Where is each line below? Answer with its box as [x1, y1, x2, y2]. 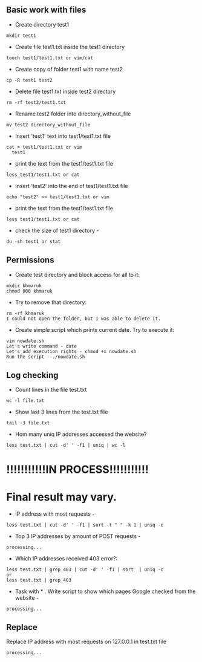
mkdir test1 [6, 33, 36, 39]
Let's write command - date [6, 343, 77, 349]
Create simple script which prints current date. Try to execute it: [15, 326, 175, 333]
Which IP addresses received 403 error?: [15, 554, 118, 562]
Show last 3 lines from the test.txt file [15, 408, 108, 416]
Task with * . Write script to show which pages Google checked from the [15, 588, 196, 595]
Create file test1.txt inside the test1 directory [15, 43, 125, 50]
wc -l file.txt [6, 398, 45, 404]
